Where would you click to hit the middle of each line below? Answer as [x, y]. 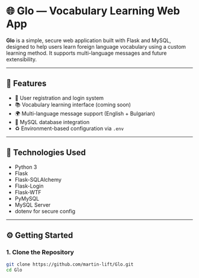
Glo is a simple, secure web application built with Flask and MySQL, [89, 40]
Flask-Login [29, 186]
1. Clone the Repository [40, 252]
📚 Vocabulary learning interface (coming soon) [73, 105]
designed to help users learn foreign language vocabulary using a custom [96, 46]
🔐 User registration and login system [59, 98]
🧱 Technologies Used [46, 153]
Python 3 [26, 167]
